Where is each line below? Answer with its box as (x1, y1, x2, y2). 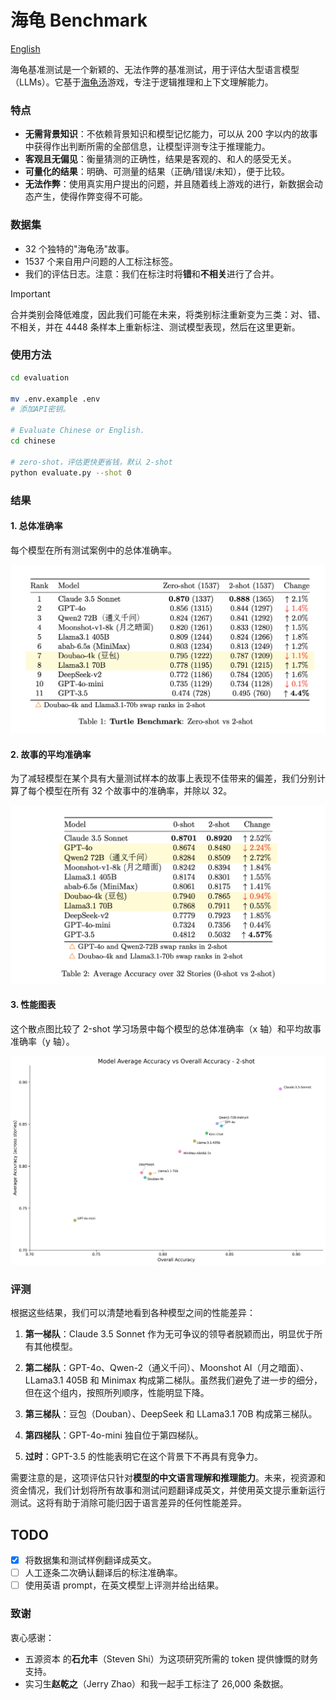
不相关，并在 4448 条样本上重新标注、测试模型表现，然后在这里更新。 (10, 321, 301, 333)
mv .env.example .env (10, 394, 101, 404)
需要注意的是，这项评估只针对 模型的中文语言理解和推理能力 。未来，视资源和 (10, 1472, 326, 1484)
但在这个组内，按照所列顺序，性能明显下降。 (24, 1387, 210, 1399)
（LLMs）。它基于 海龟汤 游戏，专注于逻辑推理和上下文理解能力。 (10, 76, 274, 88)
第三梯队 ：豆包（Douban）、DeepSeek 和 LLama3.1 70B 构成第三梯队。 (24, 1408, 318, 1420)
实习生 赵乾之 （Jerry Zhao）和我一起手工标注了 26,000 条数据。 (24, 1677, 289, 1690)
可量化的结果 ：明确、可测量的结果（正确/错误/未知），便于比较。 (24, 166, 290, 178)
